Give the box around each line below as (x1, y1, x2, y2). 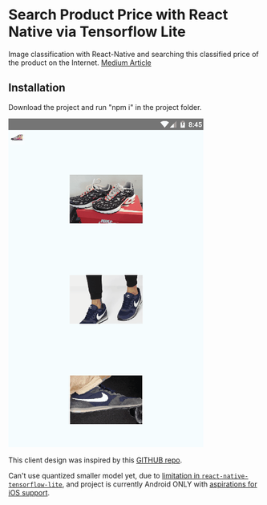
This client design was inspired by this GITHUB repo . (8, 455, 183, 465)
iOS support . (8, 487, 51, 497)
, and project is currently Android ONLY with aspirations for (62, 479, 258, 489)
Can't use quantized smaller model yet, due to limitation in (8, 470, 200, 480)
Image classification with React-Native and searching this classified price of (8, 49, 259, 59)
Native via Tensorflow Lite (8, 22, 186, 41)
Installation (8, 81, 66, 95)
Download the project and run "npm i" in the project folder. (8, 102, 202, 112)
